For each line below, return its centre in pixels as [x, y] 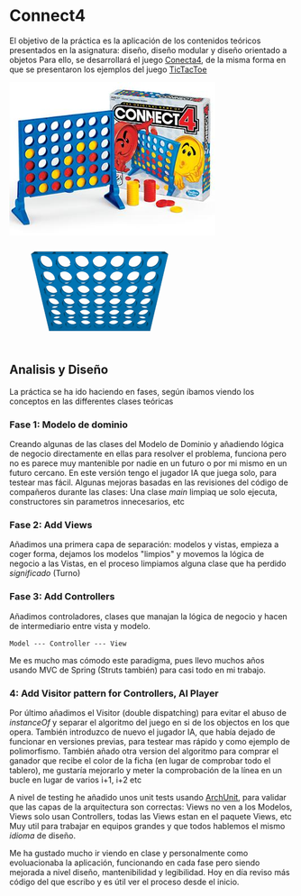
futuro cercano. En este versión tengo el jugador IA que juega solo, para [143, 473]
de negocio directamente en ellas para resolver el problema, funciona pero [148, 454]
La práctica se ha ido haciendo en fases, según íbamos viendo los [132, 391]
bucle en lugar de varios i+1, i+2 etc [76, 780]
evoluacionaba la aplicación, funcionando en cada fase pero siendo [135, 863]
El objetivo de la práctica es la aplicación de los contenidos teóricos [135, 41]
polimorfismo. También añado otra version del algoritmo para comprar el [144, 751]
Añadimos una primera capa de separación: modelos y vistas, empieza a [144, 544]
